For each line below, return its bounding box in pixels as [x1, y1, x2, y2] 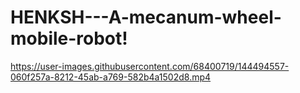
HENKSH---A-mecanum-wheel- [10, 6, 282, 29]
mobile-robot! [10, 27, 128, 50]
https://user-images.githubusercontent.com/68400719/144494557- [10, 60, 290, 72]
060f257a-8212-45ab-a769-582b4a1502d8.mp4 [10, 71, 212, 83]
